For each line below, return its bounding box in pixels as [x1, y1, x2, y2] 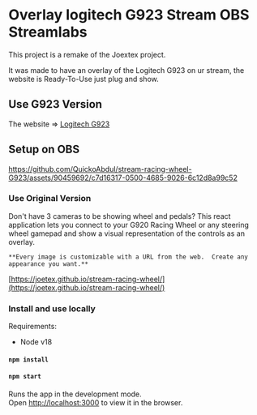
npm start [8, 373, 42, 381]
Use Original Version [8, 193, 92, 204]
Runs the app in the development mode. [8, 389, 142, 399]
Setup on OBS [8, 143, 79, 156]
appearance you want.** [8, 259, 89, 268]
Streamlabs [8, 23, 88, 41]
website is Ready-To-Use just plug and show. [8, 74, 160, 83]
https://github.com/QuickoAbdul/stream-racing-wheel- [8, 164, 192, 173]
